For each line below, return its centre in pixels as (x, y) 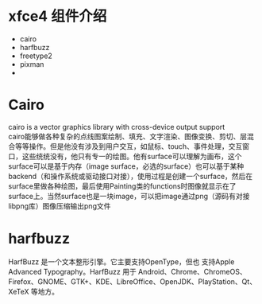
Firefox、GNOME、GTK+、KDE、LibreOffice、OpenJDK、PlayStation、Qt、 (132, 281)
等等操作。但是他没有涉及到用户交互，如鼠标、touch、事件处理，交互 (129, 146)
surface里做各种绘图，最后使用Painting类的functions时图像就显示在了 (122, 186)
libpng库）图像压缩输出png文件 (60, 206)
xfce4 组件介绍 (58, 16)
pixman (32, 64)
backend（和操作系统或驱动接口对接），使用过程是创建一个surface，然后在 (131, 176)
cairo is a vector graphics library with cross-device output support (117, 127)
